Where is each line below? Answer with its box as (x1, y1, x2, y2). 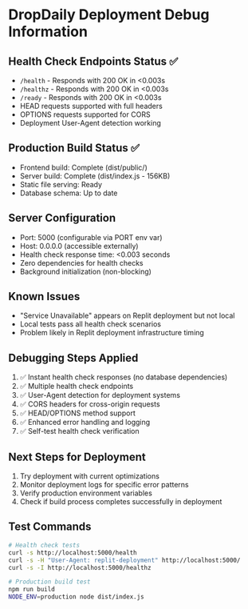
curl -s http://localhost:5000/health (8, 548, 137, 557)
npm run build (8, 586, 56, 594)
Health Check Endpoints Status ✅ (8, 54, 179, 68)
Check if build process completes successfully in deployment (19, 497, 222, 507)
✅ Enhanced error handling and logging (19, 418, 151, 427)
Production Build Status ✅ (8, 142, 140, 155)
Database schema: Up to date (19, 188, 118, 198)
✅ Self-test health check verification (19, 427, 140, 436)
